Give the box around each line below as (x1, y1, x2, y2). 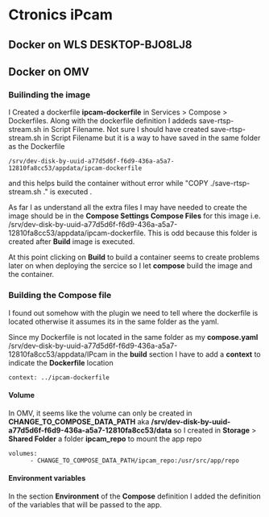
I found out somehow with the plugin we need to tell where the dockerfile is (8, 308, 259, 317)
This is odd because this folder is (147, 228, 258, 238)
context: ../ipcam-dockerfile (8, 373, 110, 382)
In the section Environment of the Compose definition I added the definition (8, 491, 262, 501)
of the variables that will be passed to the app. (8, 499, 163, 509)
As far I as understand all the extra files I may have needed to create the (8, 203, 247, 213)
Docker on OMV (8, 64, 90, 78)
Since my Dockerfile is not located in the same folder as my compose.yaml (8, 332, 259, 341)
